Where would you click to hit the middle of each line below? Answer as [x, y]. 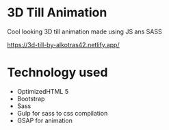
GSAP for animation [45, 120]
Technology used [57, 73]
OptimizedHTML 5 [43, 91]
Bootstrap [31, 99]
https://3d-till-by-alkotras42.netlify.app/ [63, 44]
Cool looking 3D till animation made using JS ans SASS [84, 31]
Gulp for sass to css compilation [62, 113]
